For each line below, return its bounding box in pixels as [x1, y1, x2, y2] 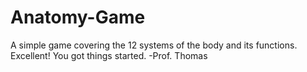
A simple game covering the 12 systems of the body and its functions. [10, 39, 298, 51]
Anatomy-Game [10, 6, 146, 29]
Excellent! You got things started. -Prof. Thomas [10, 49, 208, 61]
